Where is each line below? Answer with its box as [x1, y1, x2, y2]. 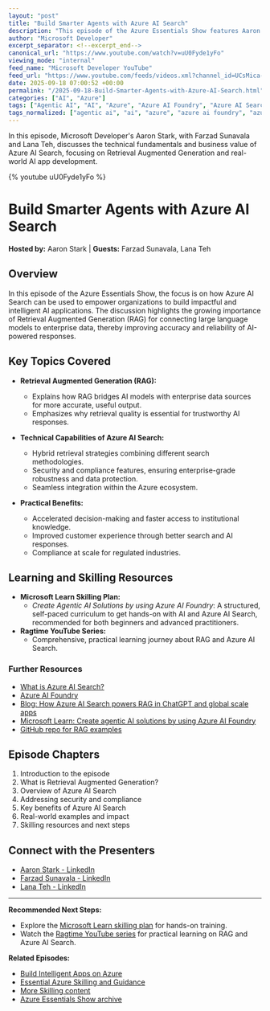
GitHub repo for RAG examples [19, 724, 122, 734]
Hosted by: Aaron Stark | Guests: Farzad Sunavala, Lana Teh [8, 244, 211, 253]
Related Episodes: [8, 953, 70, 963]
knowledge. [31, 522, 72, 531]
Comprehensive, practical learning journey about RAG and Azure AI [31, 635, 256, 645]
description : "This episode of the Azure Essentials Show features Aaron [8, 27, 261, 35]
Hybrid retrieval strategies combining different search [31, 448, 210, 458]
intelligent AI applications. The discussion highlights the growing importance [8, 305, 261, 315]
